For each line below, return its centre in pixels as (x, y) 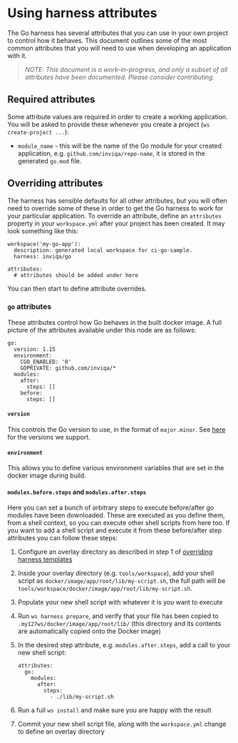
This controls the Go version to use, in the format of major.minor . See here (117, 430)
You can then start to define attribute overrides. (77, 288)
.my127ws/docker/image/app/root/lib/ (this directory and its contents (119, 624)
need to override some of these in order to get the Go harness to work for (115, 208)
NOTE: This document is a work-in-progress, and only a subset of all (126, 69)
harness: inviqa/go (43, 256)
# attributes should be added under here (76, 275)
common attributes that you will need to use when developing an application (119, 48)
